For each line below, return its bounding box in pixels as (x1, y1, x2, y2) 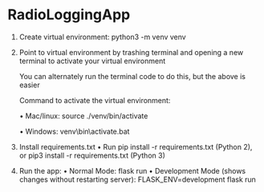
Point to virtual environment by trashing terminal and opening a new (18, 47, 244, 57)
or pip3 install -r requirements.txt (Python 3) (18, 150, 166, 160)
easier (18, 80, 41, 90)
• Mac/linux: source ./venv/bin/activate (18, 110, 148, 121)
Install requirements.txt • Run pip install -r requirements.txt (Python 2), (18, 142, 253, 151)
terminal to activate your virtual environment (18, 56, 166, 66)
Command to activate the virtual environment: (18, 95, 171, 105)
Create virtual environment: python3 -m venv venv (18, 32, 186, 42)
